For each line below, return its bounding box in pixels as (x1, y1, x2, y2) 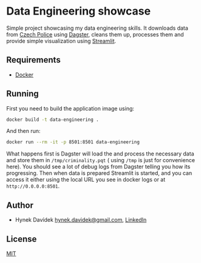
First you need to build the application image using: (6, 104, 135, 112)
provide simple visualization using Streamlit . (6, 37, 117, 44)
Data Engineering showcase (6, 4, 151, 18)
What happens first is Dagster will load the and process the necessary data (6, 150, 194, 157)
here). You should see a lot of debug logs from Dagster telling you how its (6, 163, 191, 171)
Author (6, 200, 33, 210)
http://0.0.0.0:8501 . (6, 182, 60, 190)
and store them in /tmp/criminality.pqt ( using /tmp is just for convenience (6, 157, 196, 164)
